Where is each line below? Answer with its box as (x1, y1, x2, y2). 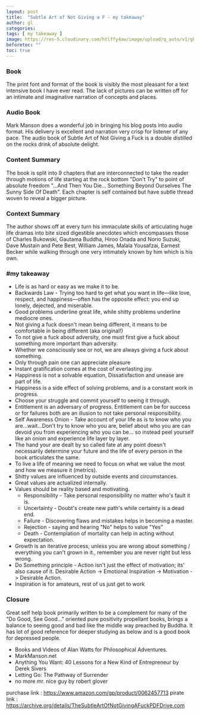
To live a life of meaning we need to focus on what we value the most (14, 460, 185, 468)
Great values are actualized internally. (14, 479, 108, 486)
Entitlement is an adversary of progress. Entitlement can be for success (14, 403, 190, 411)
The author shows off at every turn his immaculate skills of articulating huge (6, 223, 193, 230)
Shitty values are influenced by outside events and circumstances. (14, 473, 178, 480)
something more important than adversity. (14, 340, 118, 347)
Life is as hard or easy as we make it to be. (14, 283, 120, 290)
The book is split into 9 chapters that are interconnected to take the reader (6, 169, 189, 176)
